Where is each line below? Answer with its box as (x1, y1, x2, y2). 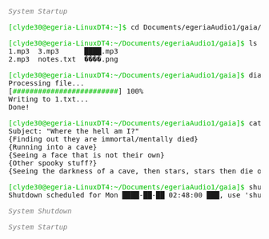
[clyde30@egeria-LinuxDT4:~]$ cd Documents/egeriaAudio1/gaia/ (8, 23, 262, 31)
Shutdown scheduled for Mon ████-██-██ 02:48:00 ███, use (8, 191, 241, 199)
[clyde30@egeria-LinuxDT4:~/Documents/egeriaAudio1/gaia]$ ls (8, 39, 258, 47)
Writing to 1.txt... (8, 95, 90, 103)
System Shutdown (8, 207, 72, 215)
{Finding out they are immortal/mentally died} (8, 135, 199, 143)
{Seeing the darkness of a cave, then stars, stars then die (8, 167, 254, 175)
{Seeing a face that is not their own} (8, 151, 165, 159)
